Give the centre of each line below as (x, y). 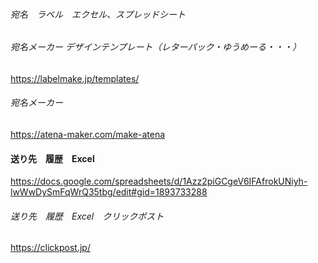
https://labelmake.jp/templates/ (75, 78)
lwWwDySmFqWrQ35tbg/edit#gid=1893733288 (109, 192)
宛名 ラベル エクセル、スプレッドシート (98, 14)
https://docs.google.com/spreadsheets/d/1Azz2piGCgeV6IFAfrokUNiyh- (159, 181)
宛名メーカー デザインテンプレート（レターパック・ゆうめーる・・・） (156, 47)
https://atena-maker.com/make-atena (88, 135)
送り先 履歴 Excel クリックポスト (87, 216)
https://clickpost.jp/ (50, 248)
